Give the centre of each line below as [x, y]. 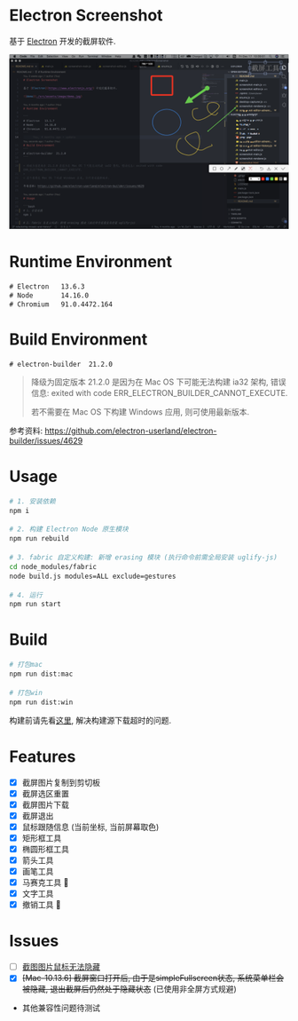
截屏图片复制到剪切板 [61, 782]
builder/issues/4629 [46, 440]
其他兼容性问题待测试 [61, 1008]
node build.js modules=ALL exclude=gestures [93, 576]
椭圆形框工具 [45, 849]
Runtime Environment [91, 262]
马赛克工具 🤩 [45, 882]
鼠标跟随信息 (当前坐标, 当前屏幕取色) [90, 827]
